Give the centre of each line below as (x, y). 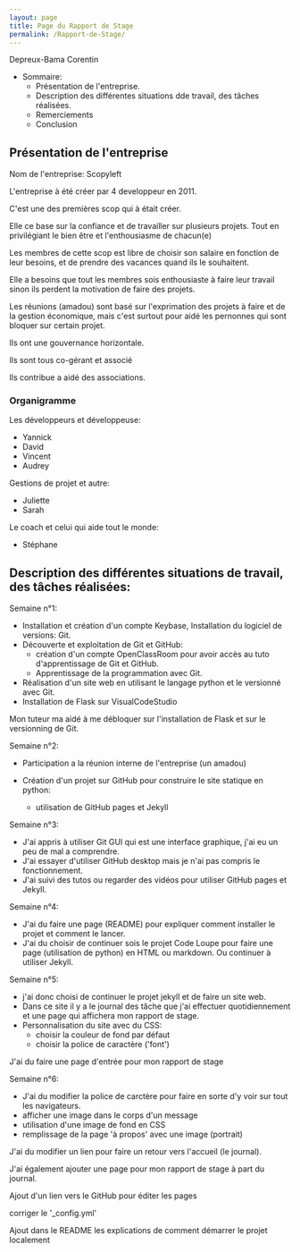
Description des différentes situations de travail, (146, 573)
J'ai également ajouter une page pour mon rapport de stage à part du (137, 1169)
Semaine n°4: (34, 907)
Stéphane (40, 545)
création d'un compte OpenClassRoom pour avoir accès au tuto (152, 655)
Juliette (36, 501)
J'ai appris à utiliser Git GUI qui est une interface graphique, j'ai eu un (150, 842)
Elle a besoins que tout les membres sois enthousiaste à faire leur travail (142, 280)
